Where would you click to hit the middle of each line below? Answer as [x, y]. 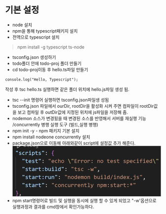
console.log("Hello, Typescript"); [42, 80]
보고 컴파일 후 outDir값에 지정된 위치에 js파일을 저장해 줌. [73, 112]
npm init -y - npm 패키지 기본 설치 [46, 130]
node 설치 [22, 25]
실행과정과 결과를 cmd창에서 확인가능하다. [53, 207]
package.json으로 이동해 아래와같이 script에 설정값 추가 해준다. [74, 143]
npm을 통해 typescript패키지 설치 [45, 31]
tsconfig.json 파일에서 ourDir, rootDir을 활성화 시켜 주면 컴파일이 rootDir [83, 106]
